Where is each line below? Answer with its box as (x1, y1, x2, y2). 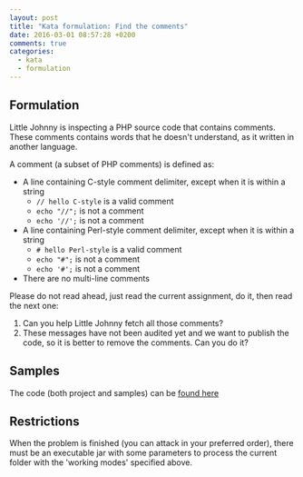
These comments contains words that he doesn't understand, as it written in (9, 131, 295, 142)
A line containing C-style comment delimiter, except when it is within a (22, 176, 286, 187)
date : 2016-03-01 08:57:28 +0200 (9, 30, 136, 39)
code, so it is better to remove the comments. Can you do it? (22, 337, 249, 348)
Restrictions (9, 413, 80, 429)
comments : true (9, 38, 67, 48)
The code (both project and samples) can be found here (9, 387, 220, 398)
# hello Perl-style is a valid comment (35, 243, 182, 254)
